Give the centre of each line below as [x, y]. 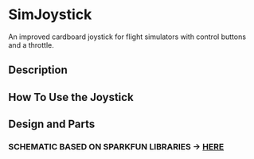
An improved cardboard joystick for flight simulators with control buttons [127, 37]
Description [38, 70]
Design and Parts [52, 124]
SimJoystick [50, 15]
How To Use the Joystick [71, 97]
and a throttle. [31, 45]
